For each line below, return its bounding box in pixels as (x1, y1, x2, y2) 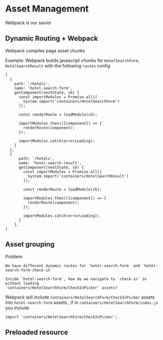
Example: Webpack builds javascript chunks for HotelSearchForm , (5, 57, 139, 63)
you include (5, 305, 30, 311)
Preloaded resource (5, 328, 69, 336)
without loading (5, 281, 39, 286)
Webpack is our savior (5, 20, 52, 26)
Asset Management (5, 3, 89, 15)
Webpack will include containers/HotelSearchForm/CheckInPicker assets (5, 294, 155, 300)
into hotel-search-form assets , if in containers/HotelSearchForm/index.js (5, 299, 158, 305)
